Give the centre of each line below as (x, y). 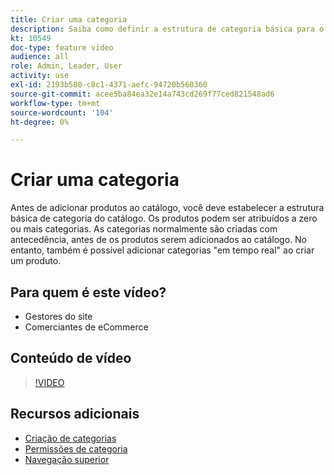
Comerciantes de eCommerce (86, 327)
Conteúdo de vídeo (71, 358)
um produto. (36, 261)
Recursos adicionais (75, 414)
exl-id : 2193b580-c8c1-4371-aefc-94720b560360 (109, 85)
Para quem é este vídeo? (88, 292)
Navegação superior (67, 459)
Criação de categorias (70, 438)
